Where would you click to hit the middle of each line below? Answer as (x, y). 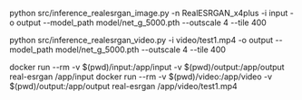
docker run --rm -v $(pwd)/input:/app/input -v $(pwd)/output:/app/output (147, 67)
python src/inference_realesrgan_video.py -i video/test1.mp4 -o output (141, 40)
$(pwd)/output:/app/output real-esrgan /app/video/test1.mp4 (123, 86)
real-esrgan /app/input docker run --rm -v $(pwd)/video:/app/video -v (141, 77)
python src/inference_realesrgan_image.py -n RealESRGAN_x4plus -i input (149, 13)
